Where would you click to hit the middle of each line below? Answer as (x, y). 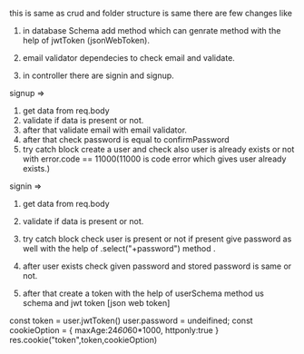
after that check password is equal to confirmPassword (126, 139)
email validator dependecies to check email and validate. (129, 58)
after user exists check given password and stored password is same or (157, 266)
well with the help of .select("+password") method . (119, 248)
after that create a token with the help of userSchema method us (143, 293)
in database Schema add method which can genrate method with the (152, 30)
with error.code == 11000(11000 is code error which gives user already (154, 159)
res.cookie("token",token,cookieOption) (83, 340)
